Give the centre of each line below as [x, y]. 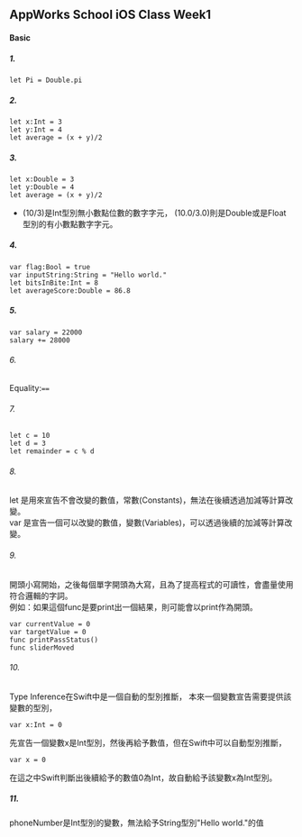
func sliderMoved [42, 648]
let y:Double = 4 [42, 187]
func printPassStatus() [54, 640]
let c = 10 [30, 436]
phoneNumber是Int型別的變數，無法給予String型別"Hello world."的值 [137, 823]
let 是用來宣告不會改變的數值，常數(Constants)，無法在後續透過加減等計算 [147, 500]
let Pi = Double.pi [46, 80]
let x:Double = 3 [42, 179]
